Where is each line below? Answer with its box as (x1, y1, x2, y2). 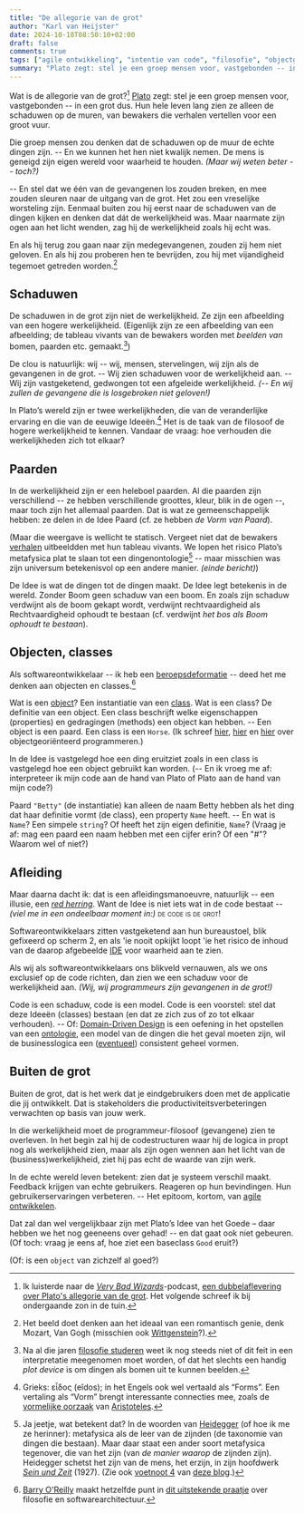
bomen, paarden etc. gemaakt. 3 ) (9, 339, 131, 352)
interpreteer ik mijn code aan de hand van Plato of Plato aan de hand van (9, 772, 281, 784)
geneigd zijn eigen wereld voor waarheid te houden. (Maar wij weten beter (9, 156, 288, 167)
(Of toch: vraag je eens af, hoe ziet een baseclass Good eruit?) (9, 1237, 239, 1247)
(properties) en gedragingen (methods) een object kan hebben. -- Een (9, 717, 271, 728)
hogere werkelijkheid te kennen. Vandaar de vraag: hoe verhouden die (9, 425, 271, 436)
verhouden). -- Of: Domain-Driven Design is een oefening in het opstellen (9, 1019, 284, 1030)
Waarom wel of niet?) (9, 839, 89, 849)
